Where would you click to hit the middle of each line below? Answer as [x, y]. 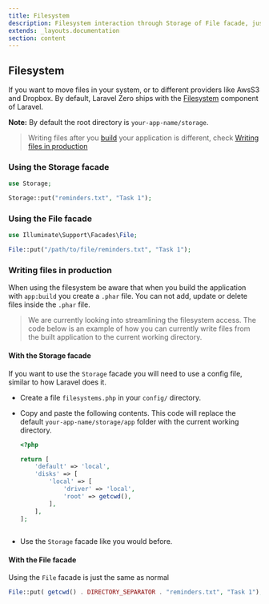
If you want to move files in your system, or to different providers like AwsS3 [134, 90]
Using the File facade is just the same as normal [89, 578]
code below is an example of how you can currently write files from [139, 328]
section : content [37, 38]
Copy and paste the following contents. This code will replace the [128, 413]
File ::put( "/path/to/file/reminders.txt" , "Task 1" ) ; [100, 250]
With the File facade [42, 560]
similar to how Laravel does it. [57, 382]
